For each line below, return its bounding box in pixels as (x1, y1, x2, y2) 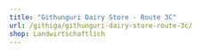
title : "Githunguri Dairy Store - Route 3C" (9, 12, 177, 22)
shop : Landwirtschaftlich (9, 29, 105, 38)
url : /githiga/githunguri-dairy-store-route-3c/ (9, 21, 193, 30)
